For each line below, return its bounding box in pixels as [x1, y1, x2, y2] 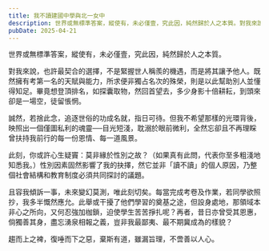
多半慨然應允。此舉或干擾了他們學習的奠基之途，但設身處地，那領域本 [29, 197, 261, 207]
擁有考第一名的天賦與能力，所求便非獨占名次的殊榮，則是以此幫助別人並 [14, 77, 254, 86]
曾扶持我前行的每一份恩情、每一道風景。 [8, 133, 142, 143]
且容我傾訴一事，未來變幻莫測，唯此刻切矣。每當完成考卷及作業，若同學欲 [8, 187, 254, 197]
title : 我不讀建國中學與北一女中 [8, 11, 106, 20]
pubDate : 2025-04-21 [8, 26, 78, 34]
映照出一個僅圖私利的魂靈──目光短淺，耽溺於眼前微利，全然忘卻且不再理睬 [8, 123, 257, 133]
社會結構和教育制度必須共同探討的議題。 [14, 170, 149, 180]
